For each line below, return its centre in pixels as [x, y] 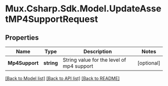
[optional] [149, 63]
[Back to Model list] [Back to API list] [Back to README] [62, 78]
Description [97, 51]
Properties [22, 38]
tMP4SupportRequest [52, 19]
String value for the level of [94, 60]
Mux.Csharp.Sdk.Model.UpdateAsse [83, 9]
